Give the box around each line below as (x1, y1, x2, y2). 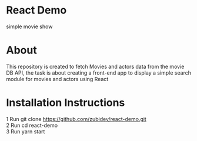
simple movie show (6, 23, 53, 30)
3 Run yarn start (6, 127, 45, 135)
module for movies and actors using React (6, 75, 109, 82)
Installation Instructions (6, 96, 125, 109)
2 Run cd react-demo (6, 122, 58, 129)
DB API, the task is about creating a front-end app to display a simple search (6, 69, 191, 76)
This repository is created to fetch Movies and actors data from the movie (6, 63, 185, 70)
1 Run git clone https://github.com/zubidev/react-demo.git (6, 115, 147, 122)
